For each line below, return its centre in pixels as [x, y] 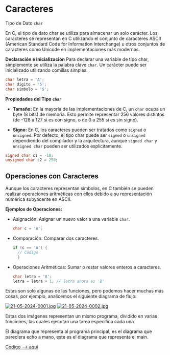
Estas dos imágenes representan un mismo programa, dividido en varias [81, 316]
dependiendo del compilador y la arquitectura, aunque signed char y [85, 140]
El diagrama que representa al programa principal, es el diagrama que [79, 331]
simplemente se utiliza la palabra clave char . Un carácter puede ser [76, 65]
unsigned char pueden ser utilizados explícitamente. [67, 146]
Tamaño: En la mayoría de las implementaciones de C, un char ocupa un [89, 109]
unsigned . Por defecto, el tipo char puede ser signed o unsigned [79, 135]
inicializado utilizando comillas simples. [46, 70]
